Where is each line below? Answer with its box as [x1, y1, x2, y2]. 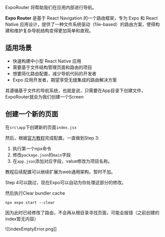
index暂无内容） [5, 215, 39, 222]
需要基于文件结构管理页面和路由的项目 [12, 64, 92, 70]
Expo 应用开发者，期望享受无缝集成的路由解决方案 [12, 77, 117, 83]
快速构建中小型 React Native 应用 [12, 58, 81, 64]
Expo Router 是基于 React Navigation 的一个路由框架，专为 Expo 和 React [5, 15, 158, 21]
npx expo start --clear [5, 200, 55, 205]
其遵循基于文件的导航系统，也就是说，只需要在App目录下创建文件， [5, 87, 146, 93]
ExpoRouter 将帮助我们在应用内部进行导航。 [5, 5, 97, 10]
